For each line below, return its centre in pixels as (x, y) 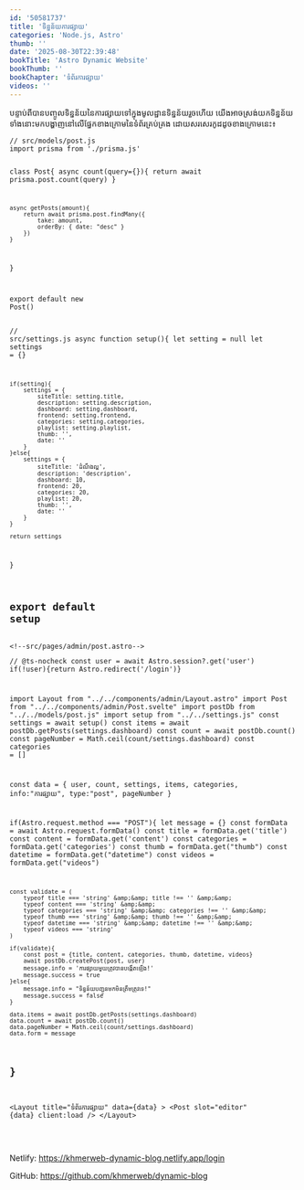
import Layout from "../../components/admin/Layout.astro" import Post (148, 699)
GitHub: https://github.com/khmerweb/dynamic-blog (109, 1175)
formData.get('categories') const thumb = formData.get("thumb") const (148, 847)
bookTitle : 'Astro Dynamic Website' (79, 60)
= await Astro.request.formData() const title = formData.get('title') (148, 831)
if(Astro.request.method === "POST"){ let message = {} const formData (148, 823)
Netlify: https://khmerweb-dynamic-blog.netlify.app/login (117, 1158)
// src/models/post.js (52, 141)
